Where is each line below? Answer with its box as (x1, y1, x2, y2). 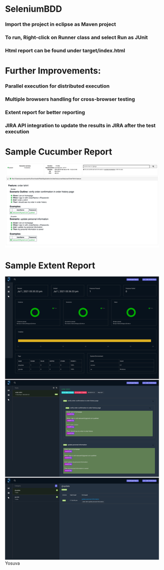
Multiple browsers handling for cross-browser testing (5, 95, 135, 102)
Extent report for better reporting (5, 109, 85, 115)
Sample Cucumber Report (5, 146, 112, 158)
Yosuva (5, 560, 20, 566)
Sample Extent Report (5, 260, 96, 271)
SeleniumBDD (5, 3, 62, 15)
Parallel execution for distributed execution (5, 83, 110, 90)
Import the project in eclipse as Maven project (5, 21, 116, 28)
